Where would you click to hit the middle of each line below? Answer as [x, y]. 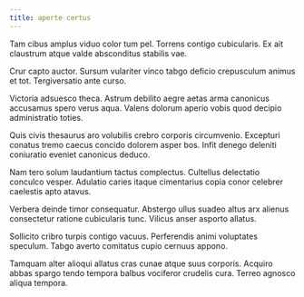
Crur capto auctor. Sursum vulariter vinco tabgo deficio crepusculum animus [153, 71]
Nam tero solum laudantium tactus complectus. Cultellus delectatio [135, 172]
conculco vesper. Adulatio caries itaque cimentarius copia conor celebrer [147, 182]
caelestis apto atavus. [50, 191]
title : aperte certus [50, 18]
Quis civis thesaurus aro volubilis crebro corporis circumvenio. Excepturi [145, 135]
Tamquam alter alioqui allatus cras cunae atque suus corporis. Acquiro [142, 263]
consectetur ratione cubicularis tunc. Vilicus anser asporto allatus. [133, 218]
